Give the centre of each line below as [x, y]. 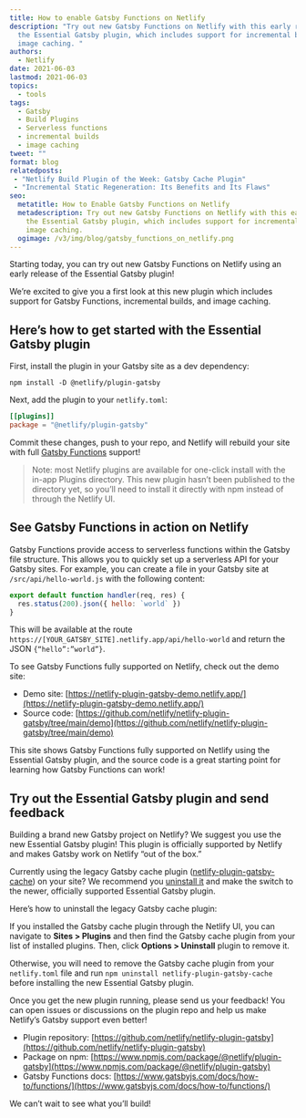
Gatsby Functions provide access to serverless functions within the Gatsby [150, 549]
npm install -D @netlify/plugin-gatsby [85, 383]
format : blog [34, 162]
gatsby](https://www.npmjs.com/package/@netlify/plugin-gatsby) [146, 1067]
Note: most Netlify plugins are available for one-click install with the [158, 470]
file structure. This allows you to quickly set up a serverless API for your [144, 559]
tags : [20, 103]
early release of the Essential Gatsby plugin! [92, 274]
